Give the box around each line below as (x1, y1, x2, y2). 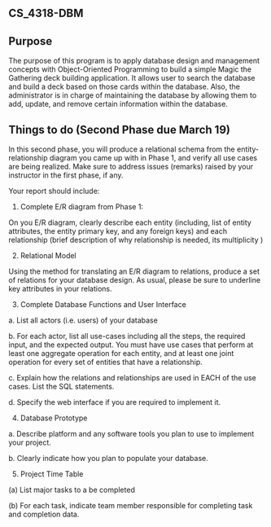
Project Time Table (20, 469, 84, 479)
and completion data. (8, 509, 80, 520)
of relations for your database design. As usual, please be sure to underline (8, 275, 261, 285)
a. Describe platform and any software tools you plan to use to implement (8, 429, 255, 439)
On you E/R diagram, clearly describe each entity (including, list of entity (8, 217, 252, 227)
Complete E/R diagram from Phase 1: (20, 202, 144, 212)
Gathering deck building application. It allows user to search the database (8, 73, 256, 83)
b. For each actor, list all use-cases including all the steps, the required (8, 332, 246, 341)
